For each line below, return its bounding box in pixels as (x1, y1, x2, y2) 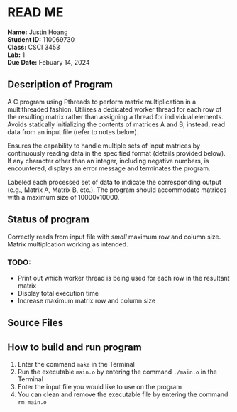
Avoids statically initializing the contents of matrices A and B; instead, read (7, 120, 226, 129)
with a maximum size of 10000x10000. (7, 193, 120, 201)
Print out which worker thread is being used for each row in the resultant (17, 273, 230, 282)
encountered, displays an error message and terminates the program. (7, 164, 211, 173)
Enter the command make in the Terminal (17, 360, 135, 369)
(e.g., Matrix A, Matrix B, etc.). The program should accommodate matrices (7, 185, 227, 194)
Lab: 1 (7, 50, 26, 59)
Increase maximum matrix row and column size (17, 296, 156, 305)
